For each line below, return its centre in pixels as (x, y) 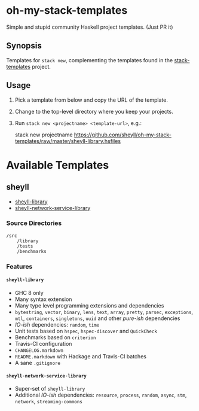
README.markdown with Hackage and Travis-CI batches (80, 356)
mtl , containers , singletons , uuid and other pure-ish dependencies (97, 318)
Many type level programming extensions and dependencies (89, 305)
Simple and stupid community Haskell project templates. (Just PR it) (90, 27)
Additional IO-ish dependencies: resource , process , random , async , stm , (101, 395)
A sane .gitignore (38, 363)
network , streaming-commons (48, 401)
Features (19, 266)
